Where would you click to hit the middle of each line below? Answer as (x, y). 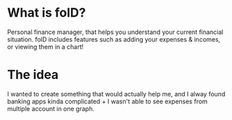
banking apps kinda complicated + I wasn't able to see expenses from (108, 101)
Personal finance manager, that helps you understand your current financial (115, 32)
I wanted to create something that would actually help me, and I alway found (116, 94)
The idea (33, 75)
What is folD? (47, 13)
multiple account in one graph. (51, 108)
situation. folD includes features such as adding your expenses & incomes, (114, 39)
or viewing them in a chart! (45, 46)
